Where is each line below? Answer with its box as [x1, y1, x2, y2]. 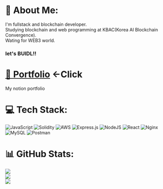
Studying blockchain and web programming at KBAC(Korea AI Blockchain [5, 26, 158, 32]
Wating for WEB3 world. [5, 37, 56, 43]
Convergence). [5, 32, 36, 38]
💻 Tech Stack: [5, 104, 68, 115]
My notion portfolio [5, 85, 45, 91]
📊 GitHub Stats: [5, 148, 74, 160]
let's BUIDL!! [5, 50, 37, 57]
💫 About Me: [5, 5, 59, 16]
